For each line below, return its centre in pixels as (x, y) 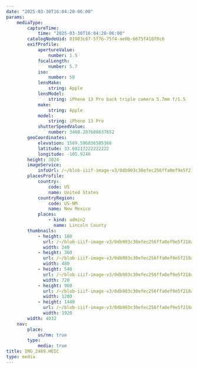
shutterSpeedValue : (61, 127)
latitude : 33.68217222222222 (73, 149)
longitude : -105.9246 (64, 154)
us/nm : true (52, 335)
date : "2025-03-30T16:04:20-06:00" (50, 11)
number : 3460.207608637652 (81, 132)
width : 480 (56, 264)
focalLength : (53, 61)
